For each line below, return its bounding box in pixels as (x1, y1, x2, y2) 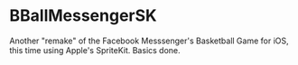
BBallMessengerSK (9, 5, 157, 26)
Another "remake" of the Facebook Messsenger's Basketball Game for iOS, (9, 35, 289, 46)
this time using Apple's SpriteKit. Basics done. (9, 44, 181, 55)
